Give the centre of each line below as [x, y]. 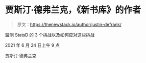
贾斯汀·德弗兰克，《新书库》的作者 [73, 10]
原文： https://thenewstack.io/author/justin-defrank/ [69, 24]
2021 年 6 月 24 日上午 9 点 [32, 45]
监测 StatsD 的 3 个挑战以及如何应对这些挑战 [50, 35]
